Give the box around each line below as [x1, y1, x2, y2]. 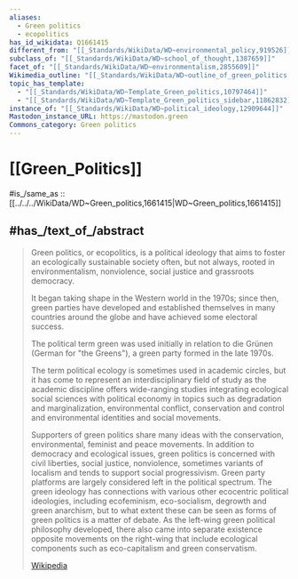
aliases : [9, 12, 42, 22]
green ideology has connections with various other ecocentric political [30, 486, 289, 496]
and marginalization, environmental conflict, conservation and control [30, 402, 286, 414]
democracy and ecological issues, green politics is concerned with [30, 448, 275, 459]
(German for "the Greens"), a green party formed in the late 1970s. [30, 348, 274, 358]
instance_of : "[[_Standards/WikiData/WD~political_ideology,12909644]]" [9, 104, 284, 113]
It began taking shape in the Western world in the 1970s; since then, [30, 293, 279, 303]
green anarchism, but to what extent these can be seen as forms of [30, 504, 278, 516]
